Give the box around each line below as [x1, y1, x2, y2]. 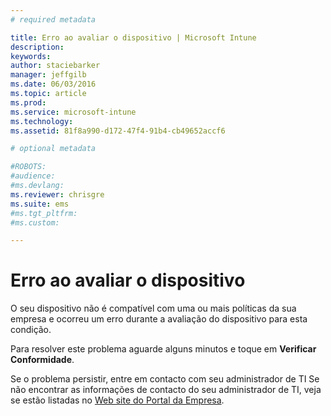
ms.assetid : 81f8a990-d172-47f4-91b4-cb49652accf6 [10, 126, 226, 136]
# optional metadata [10, 144, 97, 154]
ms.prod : [10, 97, 47, 108]
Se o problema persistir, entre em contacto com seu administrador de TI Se [10, 373, 320, 385]
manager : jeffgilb [10, 70, 87, 80]
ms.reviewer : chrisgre [10, 189, 105, 200]
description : [10, 42, 65, 52]
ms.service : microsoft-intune [10, 107, 137, 117]
